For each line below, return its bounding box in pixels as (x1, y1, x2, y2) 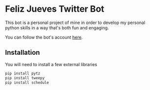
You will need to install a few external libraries (5, 61, 97, 67)
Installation (5, 48, 40, 57)
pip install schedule (5, 80, 49, 85)
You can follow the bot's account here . (5, 34, 83, 40)
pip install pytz (5, 71, 41, 76)
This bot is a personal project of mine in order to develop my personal (5, 20, 146, 25)
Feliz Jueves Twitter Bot (5, 3, 105, 15)
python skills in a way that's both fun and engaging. (5, 24, 109, 30)
